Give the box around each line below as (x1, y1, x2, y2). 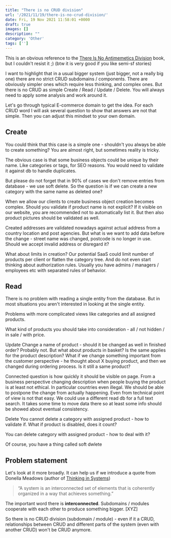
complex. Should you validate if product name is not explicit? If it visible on (5, 203, 162, 210)
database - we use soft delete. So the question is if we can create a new (5, 183, 157, 189)
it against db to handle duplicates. (5, 168, 77, 174)
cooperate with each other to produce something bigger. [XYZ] (5, 506, 138, 512)
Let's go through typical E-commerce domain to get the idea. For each (5, 102, 154, 108)
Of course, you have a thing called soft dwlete (5, 441, 102, 447)
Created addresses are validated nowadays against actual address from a (5, 224, 160, 231)
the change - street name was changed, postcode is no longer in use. (5, 235, 152, 241)
